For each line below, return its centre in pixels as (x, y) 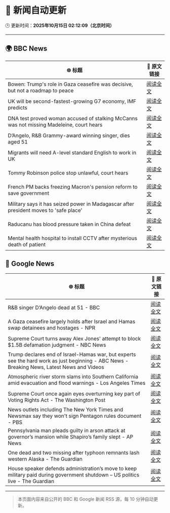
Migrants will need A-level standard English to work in (72, 153)
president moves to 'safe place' (45, 210)
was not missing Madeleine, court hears (55, 125)
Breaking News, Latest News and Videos (56, 367)
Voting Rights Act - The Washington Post (57, 400)
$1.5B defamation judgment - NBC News (57, 345)
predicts (18, 107)
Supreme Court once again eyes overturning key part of (74, 393)
